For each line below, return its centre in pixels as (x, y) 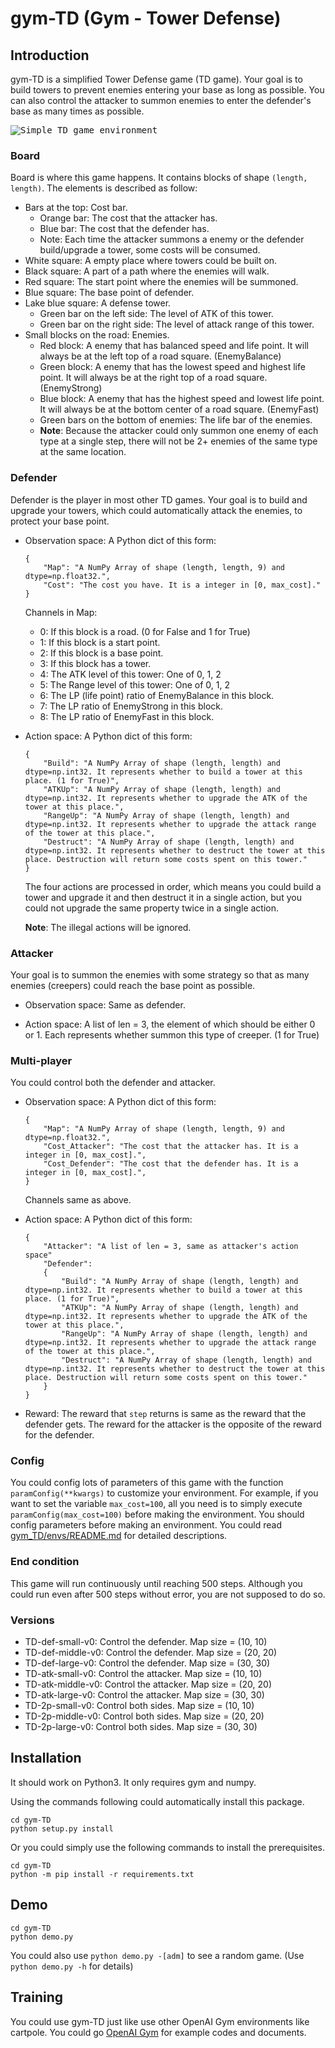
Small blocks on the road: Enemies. (97, 335)
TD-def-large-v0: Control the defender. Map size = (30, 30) (147, 1663)
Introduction (50, 55)
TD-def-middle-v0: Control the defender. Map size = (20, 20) (151, 1653)
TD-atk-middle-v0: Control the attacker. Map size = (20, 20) (148, 1684)
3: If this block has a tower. (95, 663)
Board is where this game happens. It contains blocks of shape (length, (159, 178)
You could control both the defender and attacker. (113, 1083)
